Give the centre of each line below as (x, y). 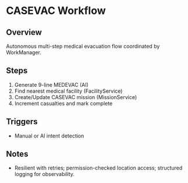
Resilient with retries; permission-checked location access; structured (98, 168)
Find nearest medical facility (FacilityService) (68, 91)
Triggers (22, 122)
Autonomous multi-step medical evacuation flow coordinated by (83, 46)
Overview (24, 32)
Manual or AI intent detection (49, 136)
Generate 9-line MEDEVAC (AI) (52, 85)
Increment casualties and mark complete (63, 103)
